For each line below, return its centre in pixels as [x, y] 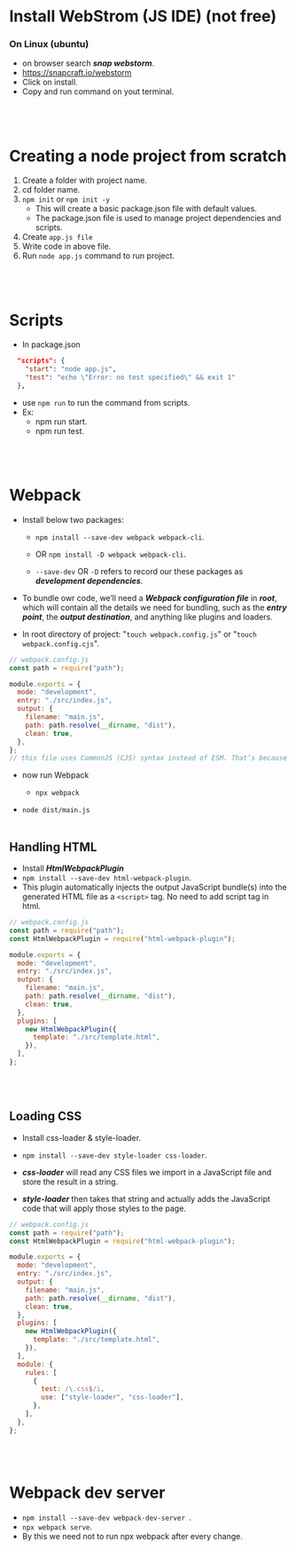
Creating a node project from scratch [148, 156]
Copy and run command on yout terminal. [98, 91]
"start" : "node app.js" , [71, 369]
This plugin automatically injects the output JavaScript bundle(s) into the [154, 887]
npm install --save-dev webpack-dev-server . [107, 1517]
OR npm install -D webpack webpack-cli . [110, 554]
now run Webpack [55, 775]
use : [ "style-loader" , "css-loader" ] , [113, 1397]
